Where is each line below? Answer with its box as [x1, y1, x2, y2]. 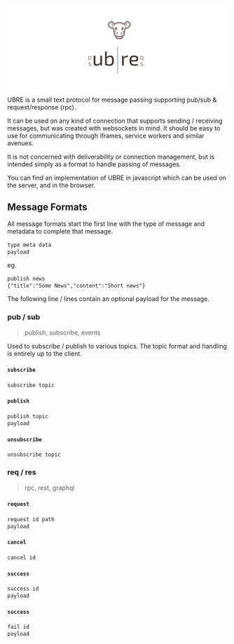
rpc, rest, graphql [24, 483, 75, 492]
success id [7, 585, 39, 593]
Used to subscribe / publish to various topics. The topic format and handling [7, 342, 228, 350]
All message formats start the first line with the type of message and [7, 220, 205, 228]
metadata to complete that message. [7, 227, 113, 236]
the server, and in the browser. [7, 181, 96, 189]
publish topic [7, 413, 49, 420]
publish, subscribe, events [24, 328, 101, 337]
